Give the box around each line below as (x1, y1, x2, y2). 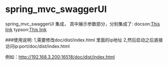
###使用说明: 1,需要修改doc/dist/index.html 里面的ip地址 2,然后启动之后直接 (5, 37, 163, 43)
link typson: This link (5, 26, 47, 32)
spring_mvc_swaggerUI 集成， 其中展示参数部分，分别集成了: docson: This (5, 21, 160, 27)
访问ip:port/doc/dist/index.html (5, 43, 70, 49)
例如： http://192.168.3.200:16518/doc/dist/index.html (5, 54, 115, 60)
